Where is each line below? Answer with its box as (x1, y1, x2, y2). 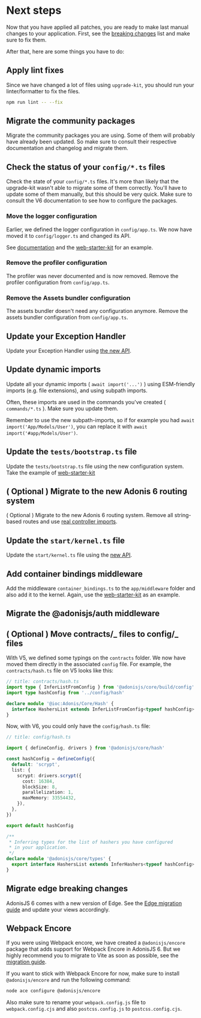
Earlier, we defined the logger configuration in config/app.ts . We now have (6, 226, 193, 233)
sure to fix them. (6, 36, 47, 43)
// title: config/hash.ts (6, 734, 71, 741)
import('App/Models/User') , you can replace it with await (6, 423, 148, 430)
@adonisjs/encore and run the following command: (6, 977, 131, 984)
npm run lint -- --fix (6, 99, 63, 105)
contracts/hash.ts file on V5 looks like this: (6, 667, 114, 674)
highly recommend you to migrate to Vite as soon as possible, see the (6, 952, 179, 959)
